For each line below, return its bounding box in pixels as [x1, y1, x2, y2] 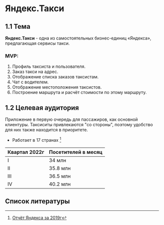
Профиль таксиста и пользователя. [12, 64, 86, 70]
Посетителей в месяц [48, 149, 102, 155]
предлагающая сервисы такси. [5, 40, 70, 46]
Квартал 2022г [7, 149, 44, 155]
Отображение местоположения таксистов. [12, 84, 102, 90]
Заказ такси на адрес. [12, 69, 59, 75]
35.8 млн [48, 165, 71, 171]
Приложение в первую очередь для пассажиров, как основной [5, 116, 138, 122]
